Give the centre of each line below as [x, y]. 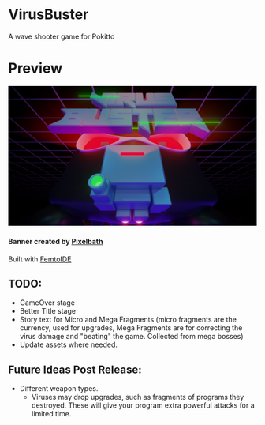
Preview [35, 68]
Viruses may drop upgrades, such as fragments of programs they [138, 397]
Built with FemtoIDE [40, 259]
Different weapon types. [59, 389]
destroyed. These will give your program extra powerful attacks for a [143, 405]
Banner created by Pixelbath [56, 241]
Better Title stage [48, 311]
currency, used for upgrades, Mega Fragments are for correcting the [131, 328]
